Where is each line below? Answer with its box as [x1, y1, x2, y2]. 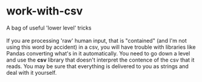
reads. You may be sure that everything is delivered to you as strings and [6, 62, 189, 70]
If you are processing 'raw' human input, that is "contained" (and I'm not [6, 37, 187, 44]
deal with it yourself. [6, 69, 57, 76]
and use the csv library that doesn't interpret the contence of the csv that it [6, 56, 195, 63]
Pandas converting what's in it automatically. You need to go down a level [6, 49, 190, 57]
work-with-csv [6, 4, 83, 18]
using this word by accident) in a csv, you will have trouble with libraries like [6, 43, 196, 51]
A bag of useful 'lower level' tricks [6, 24, 92, 31]
